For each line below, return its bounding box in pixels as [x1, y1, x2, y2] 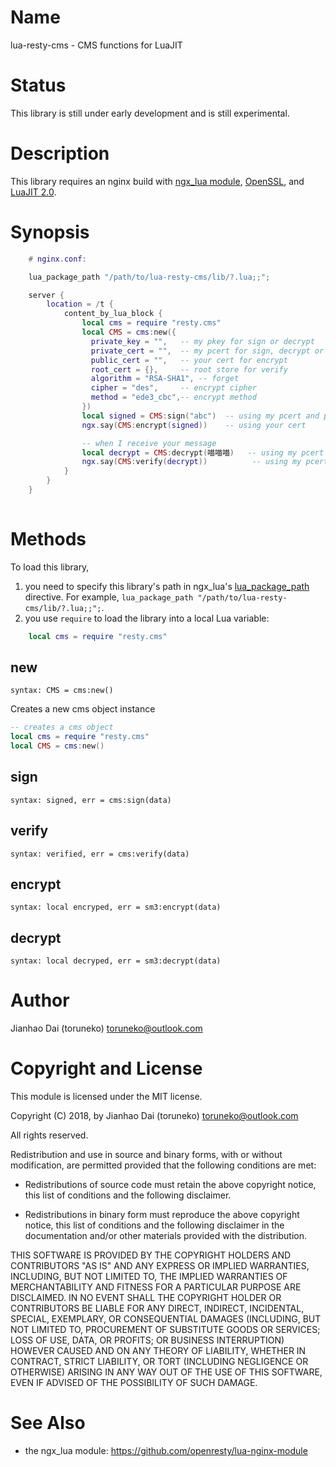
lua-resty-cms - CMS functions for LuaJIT [10, 39, 183, 51]
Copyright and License [10, 1057, 203, 1080]
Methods [10, 527, 87, 550]
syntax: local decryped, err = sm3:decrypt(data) [10, 956, 222, 966]
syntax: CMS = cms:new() [10, 686, 114, 696]
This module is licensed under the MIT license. [10, 1091, 203, 1103]
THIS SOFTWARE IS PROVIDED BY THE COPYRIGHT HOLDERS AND [10, 1249, 292, 1261]
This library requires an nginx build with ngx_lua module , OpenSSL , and [10, 175, 305, 187]
